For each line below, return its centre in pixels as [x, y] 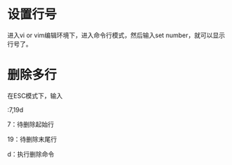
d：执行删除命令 [31, 154]
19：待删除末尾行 [32, 139]
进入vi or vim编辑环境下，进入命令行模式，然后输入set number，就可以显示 [116, 35]
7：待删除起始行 [31, 124]
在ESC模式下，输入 [35, 95]
